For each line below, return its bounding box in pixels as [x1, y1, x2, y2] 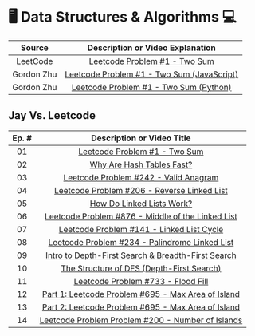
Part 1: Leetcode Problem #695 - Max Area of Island [41, 288, 241, 299]
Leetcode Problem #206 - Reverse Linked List [54, 184, 229, 196]
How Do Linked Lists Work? [89, 198, 193, 209]
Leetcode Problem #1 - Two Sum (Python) [71, 81, 233, 93]
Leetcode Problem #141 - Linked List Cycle [58, 223, 224, 235]
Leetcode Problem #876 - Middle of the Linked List [45, 211, 237, 222]
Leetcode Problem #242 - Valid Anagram [63, 172, 219, 183]
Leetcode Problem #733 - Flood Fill [73, 275, 209, 287]
